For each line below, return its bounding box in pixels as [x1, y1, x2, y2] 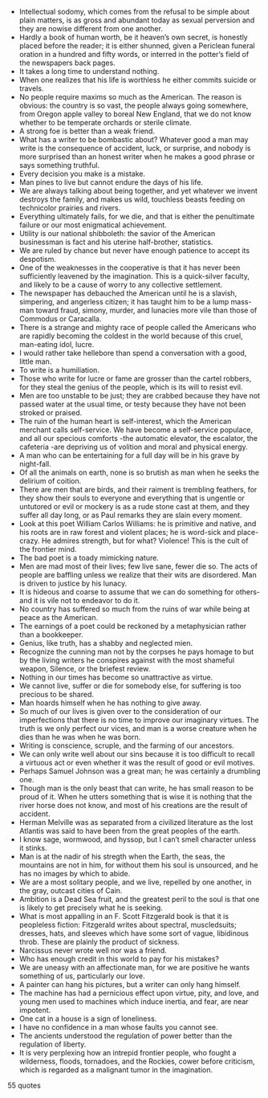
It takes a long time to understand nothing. [18, 67, 160, 76]
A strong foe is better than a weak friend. [18, 126, 156, 136]
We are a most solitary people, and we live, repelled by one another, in [18, 877, 252, 887]
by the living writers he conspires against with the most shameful [18, 655, 234, 665]
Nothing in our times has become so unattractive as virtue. [18, 672, 213, 682]
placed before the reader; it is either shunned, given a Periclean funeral [18, 41, 255, 51]
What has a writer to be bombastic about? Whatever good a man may [18, 135, 249, 144]
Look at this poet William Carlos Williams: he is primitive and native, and [18, 519, 257, 529]
